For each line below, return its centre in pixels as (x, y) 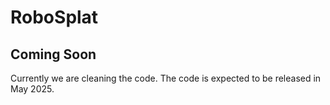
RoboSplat (54, 17)
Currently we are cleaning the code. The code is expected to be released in (166, 78)
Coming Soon (53, 54)
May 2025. (32, 89)
